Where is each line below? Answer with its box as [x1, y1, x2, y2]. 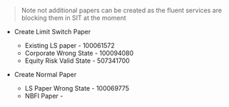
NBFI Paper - [24, 92, 63, 100]
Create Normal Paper [14, 71, 77, 78]
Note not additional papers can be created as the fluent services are [21, 6, 223, 14]
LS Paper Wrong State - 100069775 [24, 84, 130, 92]
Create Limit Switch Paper [14, 28, 91, 36]
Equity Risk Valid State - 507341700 [24, 56, 130, 65]
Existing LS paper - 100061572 [24, 41, 116, 49]
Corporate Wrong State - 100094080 [24, 49, 134, 57]
